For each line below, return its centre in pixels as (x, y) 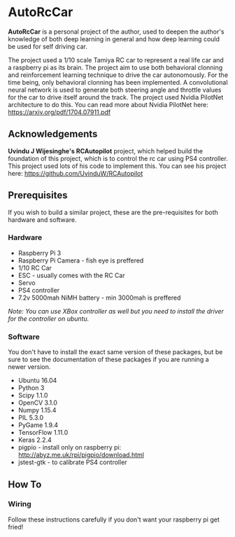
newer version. (29, 367)
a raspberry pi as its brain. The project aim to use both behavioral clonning (115, 67)
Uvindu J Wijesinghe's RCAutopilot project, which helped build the (106, 151)
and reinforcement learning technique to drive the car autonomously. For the (118, 75)
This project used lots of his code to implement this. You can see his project (117, 166)
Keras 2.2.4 (35, 440)
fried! (16, 526)
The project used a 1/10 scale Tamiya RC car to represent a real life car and (116, 60)
